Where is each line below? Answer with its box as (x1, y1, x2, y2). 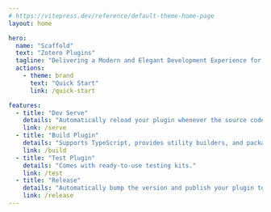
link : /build (23, 146, 67, 155)
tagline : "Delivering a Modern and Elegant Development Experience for (15, 57, 262, 65)
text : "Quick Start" (29, 78, 99, 87)
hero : (8, 34, 27, 42)
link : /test (23, 169, 63, 177)
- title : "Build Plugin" (15, 131, 99, 140)
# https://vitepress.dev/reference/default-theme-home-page (8, 11, 215, 20)
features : (8, 101, 42, 109)
